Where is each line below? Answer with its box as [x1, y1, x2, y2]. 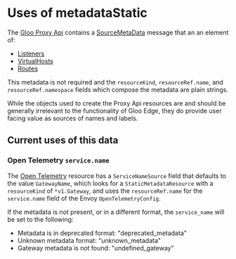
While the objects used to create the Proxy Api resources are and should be [7, 99, 226, 107]
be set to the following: [7, 215, 74, 223]
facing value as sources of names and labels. [7, 114, 138, 122]
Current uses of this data [7, 134, 119, 146]
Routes [17, 64, 39, 72]
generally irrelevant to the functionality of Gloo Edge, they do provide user [7, 106, 223, 115]
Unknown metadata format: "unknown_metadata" [17, 236, 162, 244]
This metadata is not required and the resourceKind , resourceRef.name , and [7, 77, 223, 86]
